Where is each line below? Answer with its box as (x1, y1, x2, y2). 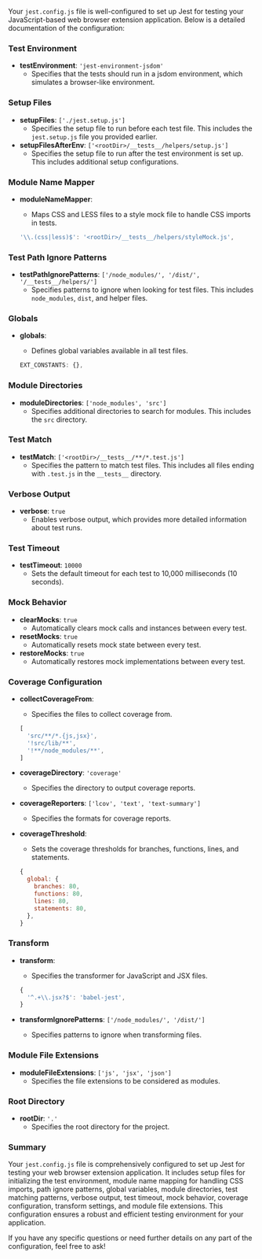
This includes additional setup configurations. (31, 157, 179, 166)
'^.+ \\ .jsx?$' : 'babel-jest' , (27, 993, 126, 1002)
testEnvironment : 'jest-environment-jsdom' (19, 61, 164, 70)
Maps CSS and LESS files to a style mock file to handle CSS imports (31, 209, 251, 219)
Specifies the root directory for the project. (31, 1121, 170, 1132)
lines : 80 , (34, 897, 70, 905)
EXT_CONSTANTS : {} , (19, 361, 84, 369)
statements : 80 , (34, 904, 87, 912)
